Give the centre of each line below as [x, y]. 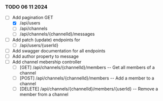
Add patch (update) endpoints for [46, 40]
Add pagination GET [33, 18]
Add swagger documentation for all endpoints [59, 50]
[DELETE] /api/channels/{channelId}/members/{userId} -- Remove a [89, 89]
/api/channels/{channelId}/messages [57, 34]
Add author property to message [45, 56]
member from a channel [44, 95]
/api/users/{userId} [39, 45]
